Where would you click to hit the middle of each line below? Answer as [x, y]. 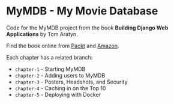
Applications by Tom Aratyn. [42, 34]
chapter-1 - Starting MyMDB [50, 69]
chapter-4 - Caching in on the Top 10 [60, 88]
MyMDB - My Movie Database [82, 11]
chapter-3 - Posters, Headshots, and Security [71, 82]
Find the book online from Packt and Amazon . [63, 46]
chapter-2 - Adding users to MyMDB [60, 75]
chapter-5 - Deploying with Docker [58, 94]
